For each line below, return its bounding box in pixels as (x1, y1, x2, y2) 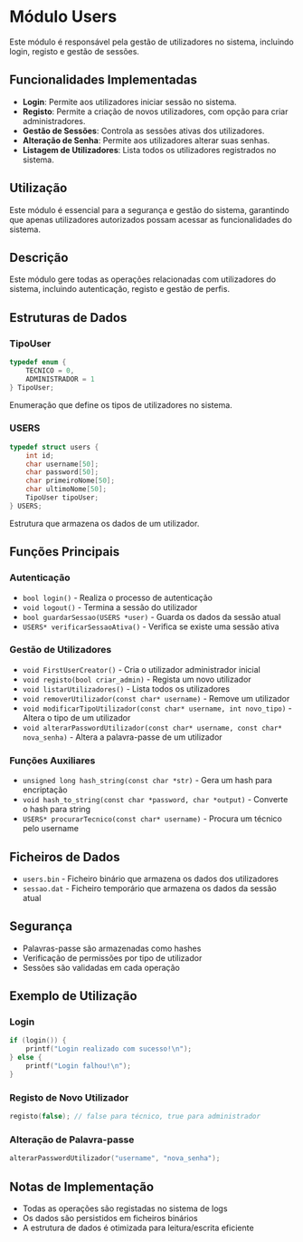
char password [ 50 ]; (25, 468, 99, 477)
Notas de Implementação (9, 1179, 155, 1194)
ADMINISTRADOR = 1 (25, 374, 95, 383)
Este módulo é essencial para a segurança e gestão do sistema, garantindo (9, 204, 289, 215)
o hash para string (22, 804, 91, 815)
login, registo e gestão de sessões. (9, 45, 140, 56)
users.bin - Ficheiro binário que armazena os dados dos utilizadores (22, 873, 279, 884)
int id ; (25, 451, 54, 460)
